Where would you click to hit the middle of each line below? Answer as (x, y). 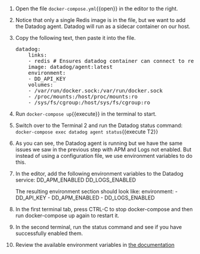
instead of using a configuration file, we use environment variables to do (104, 156)
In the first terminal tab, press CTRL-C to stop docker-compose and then (104, 209)
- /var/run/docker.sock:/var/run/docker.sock (95, 91)
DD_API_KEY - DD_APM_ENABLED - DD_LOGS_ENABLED (85, 198)
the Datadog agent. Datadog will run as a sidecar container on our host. (103, 26)
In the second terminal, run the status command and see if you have (99, 227)
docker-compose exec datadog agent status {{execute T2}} (87, 132)
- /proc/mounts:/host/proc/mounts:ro (83, 96)
